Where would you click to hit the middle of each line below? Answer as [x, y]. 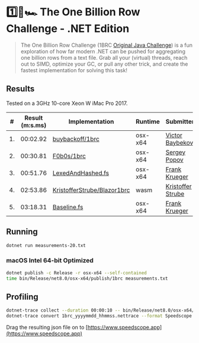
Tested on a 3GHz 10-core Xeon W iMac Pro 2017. [67, 103]
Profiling [22, 296]
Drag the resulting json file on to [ [47, 328]
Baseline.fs [68, 207]
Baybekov [179, 142]
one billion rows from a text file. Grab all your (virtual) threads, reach [104, 57]
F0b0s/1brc [69, 156]
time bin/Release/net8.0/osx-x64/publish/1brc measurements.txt [87, 278]
